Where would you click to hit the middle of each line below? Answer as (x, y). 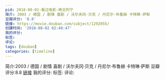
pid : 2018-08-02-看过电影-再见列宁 (39, 10)
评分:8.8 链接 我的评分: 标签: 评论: (40, 72)
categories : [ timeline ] (30, 51)
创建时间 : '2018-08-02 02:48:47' (39, 28)
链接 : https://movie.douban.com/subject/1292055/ (57, 24)
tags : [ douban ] (21, 47)
